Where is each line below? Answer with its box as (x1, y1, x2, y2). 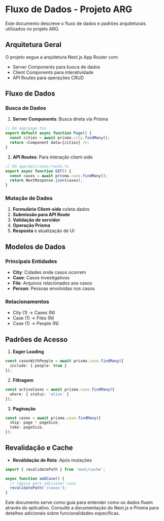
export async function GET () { (5, 169, 72, 174)
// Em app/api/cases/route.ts (5, 164, 70, 169)
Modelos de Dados (5, 242, 66, 251)
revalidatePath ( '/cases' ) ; (10, 485, 67, 491)
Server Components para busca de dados (12, 63, 101, 70)
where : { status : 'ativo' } (10, 392, 70, 397)
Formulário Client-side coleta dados (12, 206, 90, 212)
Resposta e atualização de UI (12, 227, 75, 234)
